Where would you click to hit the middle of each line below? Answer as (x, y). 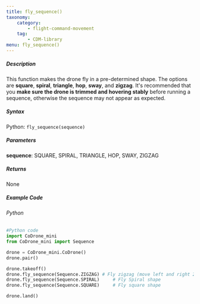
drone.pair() (22, 258)
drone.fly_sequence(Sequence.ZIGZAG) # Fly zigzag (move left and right (98, 274)
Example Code (25, 198)
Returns (16, 169)
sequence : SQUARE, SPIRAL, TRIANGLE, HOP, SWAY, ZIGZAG (82, 155)
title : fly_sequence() (34, 12)
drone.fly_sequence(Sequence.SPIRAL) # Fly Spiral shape (84, 280)
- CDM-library (45, 39)
